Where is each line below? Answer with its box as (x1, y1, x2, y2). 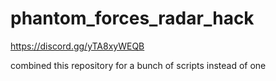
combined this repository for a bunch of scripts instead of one (10, 59, 267, 71)
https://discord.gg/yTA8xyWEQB (10, 40, 145, 52)
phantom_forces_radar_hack (10, 7, 255, 30)
